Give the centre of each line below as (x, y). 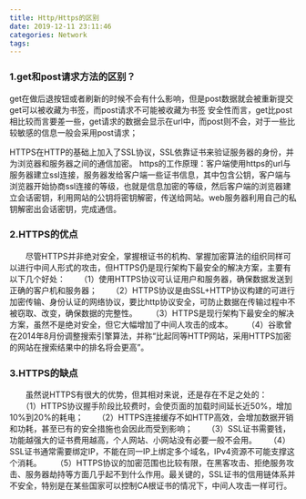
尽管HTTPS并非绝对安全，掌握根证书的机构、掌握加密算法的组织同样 (154, 256)
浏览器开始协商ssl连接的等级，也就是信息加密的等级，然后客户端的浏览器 (147, 186)
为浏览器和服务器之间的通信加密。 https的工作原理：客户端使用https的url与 (150, 163)
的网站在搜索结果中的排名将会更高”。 (79, 347)
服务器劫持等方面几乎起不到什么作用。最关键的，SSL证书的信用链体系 (156, 474)
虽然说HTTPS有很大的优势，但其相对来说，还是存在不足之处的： (146, 395)
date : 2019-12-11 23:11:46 (61, 26)
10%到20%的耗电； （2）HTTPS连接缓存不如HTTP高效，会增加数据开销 (152, 418)
